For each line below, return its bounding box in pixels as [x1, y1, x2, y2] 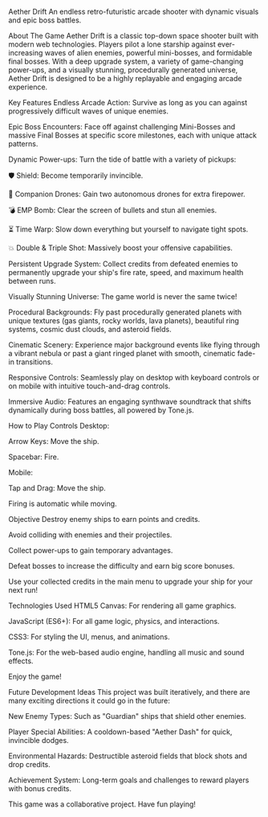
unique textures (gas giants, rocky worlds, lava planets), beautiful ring [8, 316, 239, 325]
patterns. [8, 139, 39, 148]
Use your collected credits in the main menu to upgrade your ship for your [8, 577, 253, 586]
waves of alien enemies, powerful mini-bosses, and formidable [44, 48, 253, 57]
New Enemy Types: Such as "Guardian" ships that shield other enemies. [8, 712, 246, 721]
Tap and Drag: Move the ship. [8, 483, 106, 493]
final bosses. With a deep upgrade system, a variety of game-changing [8, 56, 244, 66]
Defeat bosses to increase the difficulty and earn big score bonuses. [8, 561, 235, 570]
